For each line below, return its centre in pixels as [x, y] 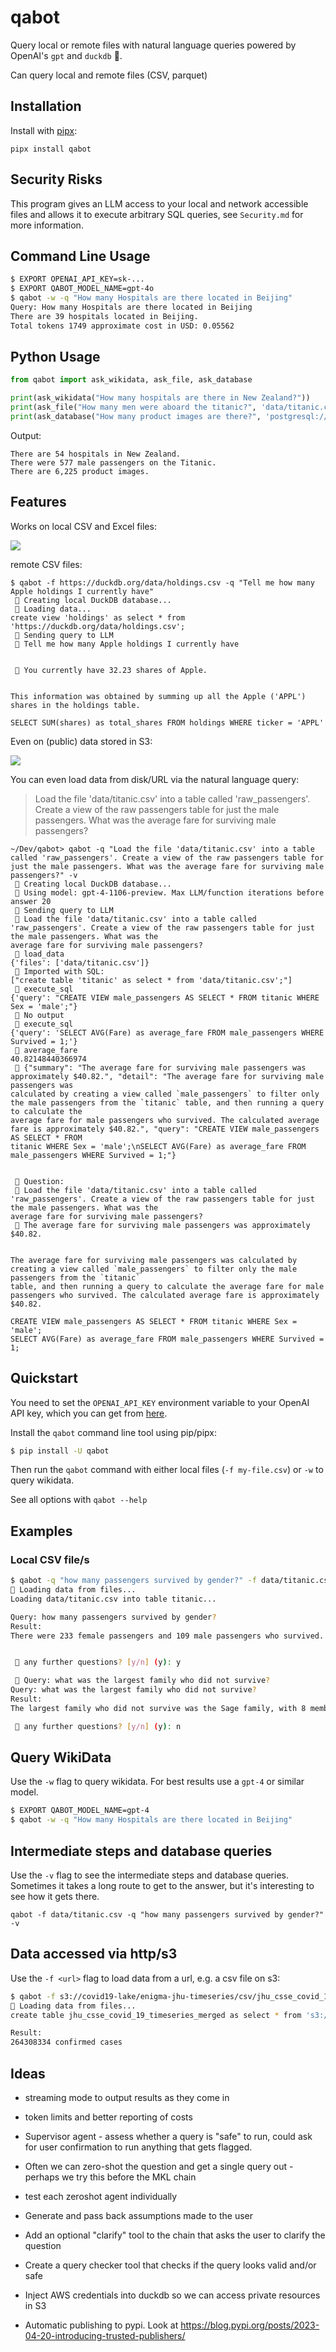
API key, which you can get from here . [89, 1413]
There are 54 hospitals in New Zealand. [96, 454]
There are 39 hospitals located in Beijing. [104, 316]
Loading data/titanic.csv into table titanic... [113, 1599]
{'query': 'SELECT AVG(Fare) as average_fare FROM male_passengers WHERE [167, 1032]
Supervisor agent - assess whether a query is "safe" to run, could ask [168, 2136]
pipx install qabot [51, 149]
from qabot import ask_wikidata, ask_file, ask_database [131, 380]
